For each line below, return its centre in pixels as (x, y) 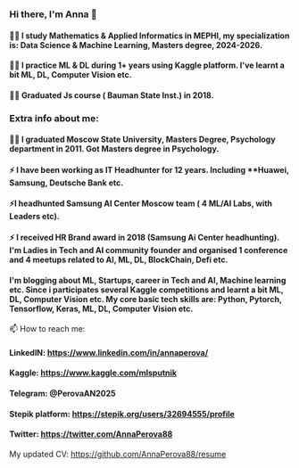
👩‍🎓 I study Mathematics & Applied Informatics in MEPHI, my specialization (149, 36)
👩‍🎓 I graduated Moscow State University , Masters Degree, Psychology (142, 140)
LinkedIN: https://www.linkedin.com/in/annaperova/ (109, 352)
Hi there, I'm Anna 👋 (53, 14)
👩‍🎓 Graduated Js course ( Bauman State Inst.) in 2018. (112, 95)
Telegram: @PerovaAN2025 (62, 393)
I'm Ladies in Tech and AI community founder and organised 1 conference (149, 250)
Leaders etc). (34, 217)
